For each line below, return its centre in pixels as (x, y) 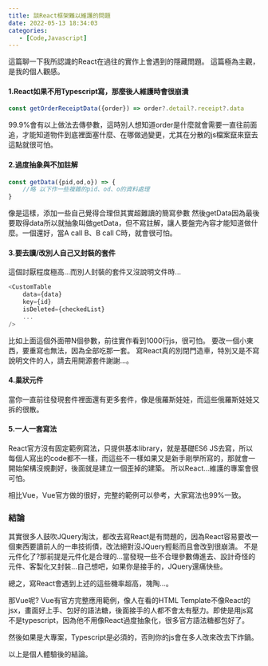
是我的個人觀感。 (36, 72)
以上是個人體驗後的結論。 (50, 654)
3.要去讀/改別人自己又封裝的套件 (62, 253)
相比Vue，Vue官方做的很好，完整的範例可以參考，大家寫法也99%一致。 (127, 495)
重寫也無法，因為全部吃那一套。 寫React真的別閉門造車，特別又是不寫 (144, 350)
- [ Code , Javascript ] (53, 38)
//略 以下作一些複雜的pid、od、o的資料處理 (86, 189)
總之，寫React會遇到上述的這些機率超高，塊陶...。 (91, 584)
